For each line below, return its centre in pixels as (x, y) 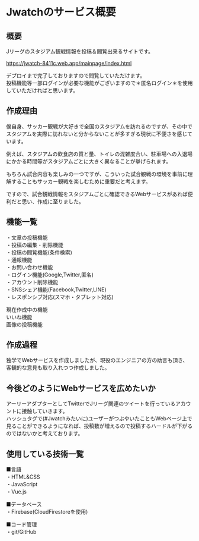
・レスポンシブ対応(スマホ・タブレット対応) (60, 297)
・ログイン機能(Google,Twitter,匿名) (50, 275)
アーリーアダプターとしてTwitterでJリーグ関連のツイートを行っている (91, 404)
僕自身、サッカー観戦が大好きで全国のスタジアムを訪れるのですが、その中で (99, 126)
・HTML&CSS (23, 477)
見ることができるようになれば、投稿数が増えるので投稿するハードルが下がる (99, 426)
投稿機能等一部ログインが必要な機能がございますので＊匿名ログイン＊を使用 (99, 83)
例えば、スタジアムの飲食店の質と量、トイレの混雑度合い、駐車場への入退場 (99, 154)
